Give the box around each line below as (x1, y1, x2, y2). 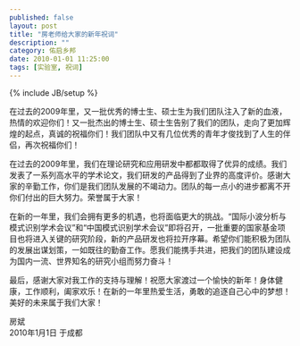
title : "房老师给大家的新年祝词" (9, 30, 119, 38)
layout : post (9, 21, 58, 30)
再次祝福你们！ (24, 139, 80, 150)
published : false (9, 13, 74, 22)
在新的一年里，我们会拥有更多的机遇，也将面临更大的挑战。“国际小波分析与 (9, 211, 287, 222)
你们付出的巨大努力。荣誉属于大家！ (9, 191, 143, 202)
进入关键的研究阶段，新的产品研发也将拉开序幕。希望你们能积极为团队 (32, 233, 291, 244)
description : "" (9, 38, 70, 47)
